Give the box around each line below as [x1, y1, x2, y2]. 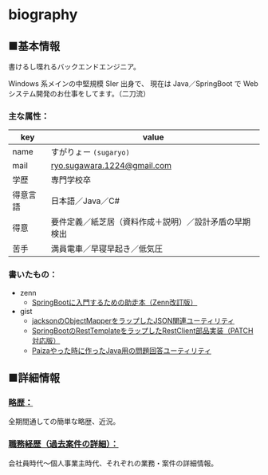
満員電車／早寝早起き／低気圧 [50, 243, 164, 254]
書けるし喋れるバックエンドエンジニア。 [8, 62, 141, 71]
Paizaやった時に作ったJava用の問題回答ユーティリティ [31, 345, 212, 355]
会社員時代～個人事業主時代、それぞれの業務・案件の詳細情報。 [8, 458, 218, 468]
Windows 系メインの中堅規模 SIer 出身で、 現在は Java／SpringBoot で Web [8, 79, 259, 88]
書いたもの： [8, 269, 58, 281]
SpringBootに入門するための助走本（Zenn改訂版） [31, 297, 198, 307]
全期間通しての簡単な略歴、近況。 [8, 417, 120, 426]
